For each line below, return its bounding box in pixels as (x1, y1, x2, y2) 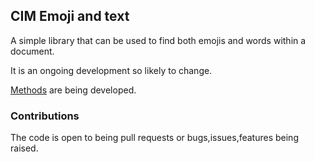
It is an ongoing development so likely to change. (10, 64, 213, 76)
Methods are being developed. (10, 84, 137, 96)
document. (10, 45, 55, 57)
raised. (10, 142, 39, 154)
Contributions (10, 109, 80, 123)
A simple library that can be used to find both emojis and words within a (10, 34, 307, 46)
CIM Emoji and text (10, 8, 130, 25)
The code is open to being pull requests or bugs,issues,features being (10, 132, 299, 144)
